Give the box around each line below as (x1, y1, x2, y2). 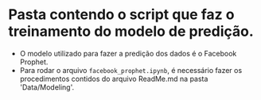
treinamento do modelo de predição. (8, 22, 255, 40)
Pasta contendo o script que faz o (8, 6, 235, 24)
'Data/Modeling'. (19, 82, 75, 92)
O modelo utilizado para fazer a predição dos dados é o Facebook (19, 48, 237, 58)
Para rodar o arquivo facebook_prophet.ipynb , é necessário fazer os (19, 65, 243, 75)
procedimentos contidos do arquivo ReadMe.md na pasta (19, 74, 208, 83)
